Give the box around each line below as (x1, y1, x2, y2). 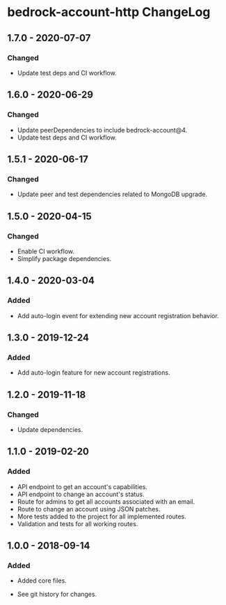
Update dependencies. (17, 426, 83, 433)
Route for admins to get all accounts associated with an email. (17, 497, 195, 506)
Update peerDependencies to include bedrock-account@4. (17, 126, 188, 134)
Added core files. (17, 576, 67, 585)
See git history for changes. (17, 590, 97, 599)
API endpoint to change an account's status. (17, 490, 145, 498)
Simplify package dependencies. (17, 254, 112, 262)
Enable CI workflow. (17, 247, 75, 255)
